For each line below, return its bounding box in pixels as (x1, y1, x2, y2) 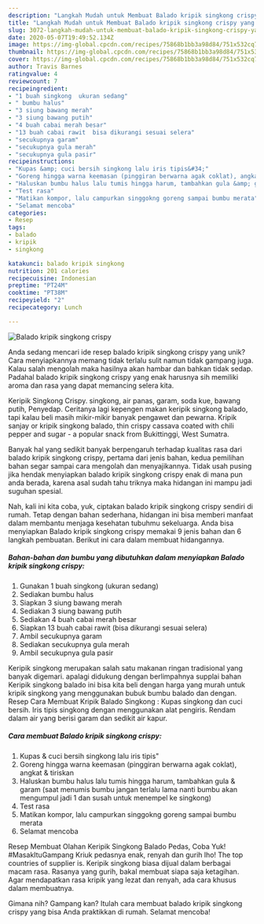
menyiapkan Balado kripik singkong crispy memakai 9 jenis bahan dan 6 (8, 526, 242, 536)
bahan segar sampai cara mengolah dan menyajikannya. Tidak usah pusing (8, 461, 252, 470)
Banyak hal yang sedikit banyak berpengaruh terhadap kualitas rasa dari (8, 444, 242, 454)
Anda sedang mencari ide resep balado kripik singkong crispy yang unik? (8, 347, 246, 356)
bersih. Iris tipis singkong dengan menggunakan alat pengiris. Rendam (8, 705, 236, 714)
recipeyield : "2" (8, 296, 65, 304)
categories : (8, 209, 47, 217)
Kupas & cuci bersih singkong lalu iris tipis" (19, 751, 159, 760)
